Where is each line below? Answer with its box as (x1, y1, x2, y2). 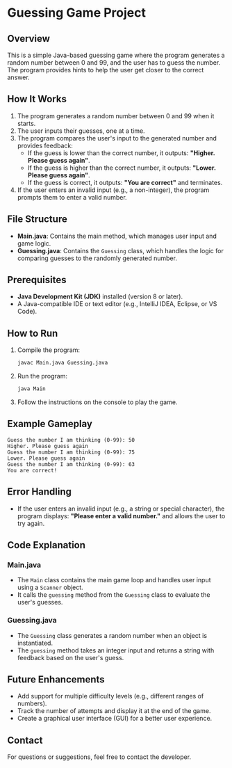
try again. (17, 519, 45, 527)
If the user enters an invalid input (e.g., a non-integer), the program (17, 186, 210, 194)
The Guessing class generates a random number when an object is (17, 631, 207, 639)
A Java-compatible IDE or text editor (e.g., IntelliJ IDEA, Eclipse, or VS (17, 300, 217, 308)
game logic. (17, 239, 51, 248)
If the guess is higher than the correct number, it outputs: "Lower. (27, 163, 217, 172)
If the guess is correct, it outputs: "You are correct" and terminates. (27, 178, 223, 186)
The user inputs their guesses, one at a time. (17, 127, 145, 135)
